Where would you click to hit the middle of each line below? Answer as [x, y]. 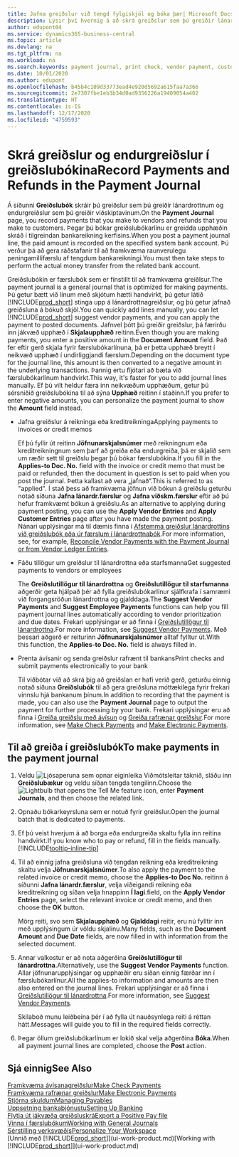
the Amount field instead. [45, 408]
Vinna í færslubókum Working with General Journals [83, 1123]
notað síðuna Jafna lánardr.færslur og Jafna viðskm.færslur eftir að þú [123, 496]
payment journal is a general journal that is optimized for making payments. [118, 287]
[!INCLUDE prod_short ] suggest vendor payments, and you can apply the [113, 317]
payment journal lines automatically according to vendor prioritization [119, 614]
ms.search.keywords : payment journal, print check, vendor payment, [111, 67]
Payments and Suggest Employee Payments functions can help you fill [123, 606]
